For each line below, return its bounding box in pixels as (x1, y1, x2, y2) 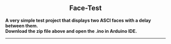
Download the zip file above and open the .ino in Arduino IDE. (5, 28, 137, 34)
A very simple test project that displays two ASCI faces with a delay (5, 17, 151, 23)
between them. (5, 22, 38, 29)
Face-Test (69, 4, 102, 13)
